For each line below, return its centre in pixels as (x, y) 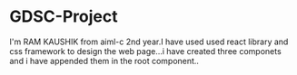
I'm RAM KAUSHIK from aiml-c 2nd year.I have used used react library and (149, 42)
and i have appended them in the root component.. (104, 61)
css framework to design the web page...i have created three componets (145, 51)
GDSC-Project (64, 17)
